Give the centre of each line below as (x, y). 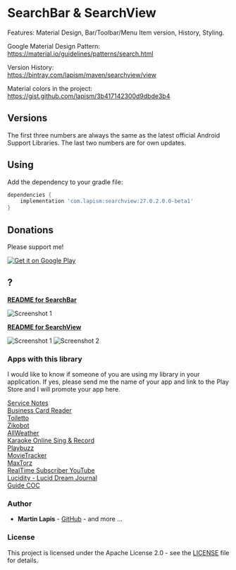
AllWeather (23, 433)
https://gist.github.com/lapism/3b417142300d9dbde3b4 (89, 96)
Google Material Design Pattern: (54, 46)
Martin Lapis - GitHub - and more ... (70, 519)
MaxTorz (20, 463)
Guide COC (24, 485)
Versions (27, 118)
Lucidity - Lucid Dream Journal (52, 478)
